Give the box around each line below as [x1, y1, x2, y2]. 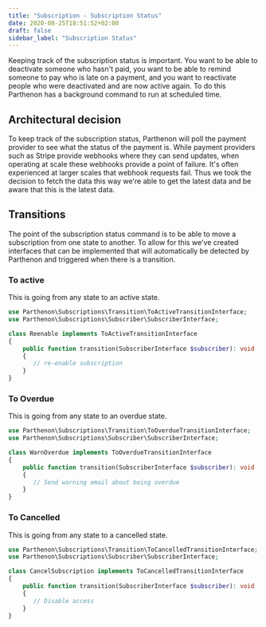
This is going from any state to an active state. [8, 293, 160, 302]
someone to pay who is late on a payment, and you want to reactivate [8, 73, 237, 82]
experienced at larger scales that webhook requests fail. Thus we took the [8, 168, 252, 178]
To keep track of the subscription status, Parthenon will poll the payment [8, 134, 247, 144]
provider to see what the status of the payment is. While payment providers [8, 143, 256, 152]
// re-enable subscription [33, 360, 123, 368]
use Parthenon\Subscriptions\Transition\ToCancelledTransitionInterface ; [8, 546, 259, 554]
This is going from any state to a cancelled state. [8, 530, 168, 539]
